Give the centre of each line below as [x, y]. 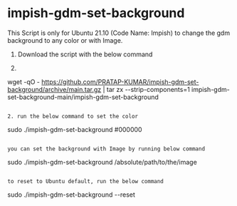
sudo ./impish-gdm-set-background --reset [71, 195]
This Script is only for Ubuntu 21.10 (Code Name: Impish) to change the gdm [118, 33]
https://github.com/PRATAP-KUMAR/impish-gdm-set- [120, 82]
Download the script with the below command [85, 54]
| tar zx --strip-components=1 [146, 89]
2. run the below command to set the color [73, 116]
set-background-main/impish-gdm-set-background [83, 97]
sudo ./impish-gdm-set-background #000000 [75, 129]
